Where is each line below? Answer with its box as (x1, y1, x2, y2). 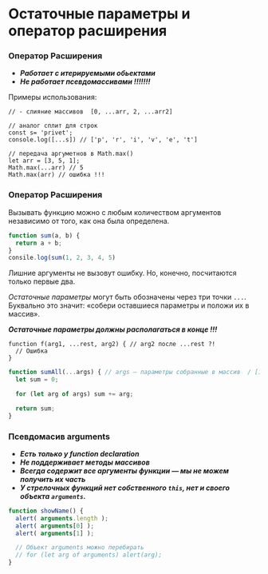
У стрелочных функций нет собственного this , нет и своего (19, 483, 230, 492)
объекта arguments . (19, 491, 86, 500)
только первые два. (8, 277, 76, 286)
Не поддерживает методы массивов (19, 457, 150, 467)
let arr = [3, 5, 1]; (8, 157, 81, 165)
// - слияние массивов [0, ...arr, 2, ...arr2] (8, 108, 173, 116)
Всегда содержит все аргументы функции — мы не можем (19, 465, 230, 476)
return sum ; (15, 405, 56, 413)
